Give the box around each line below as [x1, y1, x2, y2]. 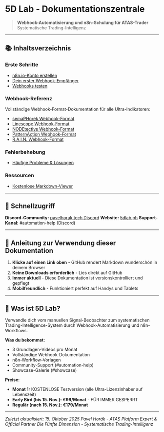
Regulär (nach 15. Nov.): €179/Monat [12, 402, 88, 408]
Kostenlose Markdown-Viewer [12, 183, 73, 189]
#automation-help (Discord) [19, 220, 76, 226]
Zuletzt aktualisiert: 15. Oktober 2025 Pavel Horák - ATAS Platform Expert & [5, 416, 157, 422]
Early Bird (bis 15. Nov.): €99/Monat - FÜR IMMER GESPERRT [12, 396, 138, 402]
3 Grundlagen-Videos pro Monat [12, 346, 78, 352]
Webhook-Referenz [5, 95, 53, 102]
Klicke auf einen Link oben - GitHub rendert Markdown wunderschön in [12, 259, 158, 265]
